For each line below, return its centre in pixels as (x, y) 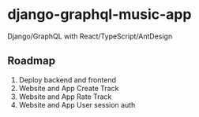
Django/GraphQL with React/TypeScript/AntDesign (90, 36)
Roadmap (32, 61)
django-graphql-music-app (99, 15)
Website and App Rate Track (65, 97)
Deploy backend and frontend (67, 79)
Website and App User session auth (77, 104)
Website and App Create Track (69, 88)
